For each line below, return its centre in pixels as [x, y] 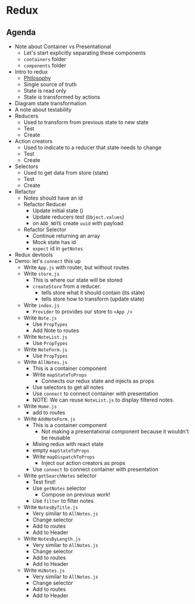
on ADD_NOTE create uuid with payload [78, 223]
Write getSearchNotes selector [60, 475]
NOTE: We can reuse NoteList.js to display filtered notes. [103, 400]
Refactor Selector [45, 230]
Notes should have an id [53, 198]
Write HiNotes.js [44, 570]
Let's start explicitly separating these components [85, 53]
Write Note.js [40, 318]
